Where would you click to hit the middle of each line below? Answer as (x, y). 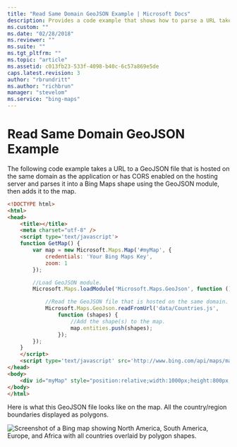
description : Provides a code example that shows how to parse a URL (112, 20)
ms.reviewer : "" (31, 40)
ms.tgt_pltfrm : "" (34, 54)
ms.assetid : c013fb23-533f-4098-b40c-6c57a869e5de (83, 66)
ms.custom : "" (28, 27)
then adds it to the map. (42, 191)
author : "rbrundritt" (39, 79)
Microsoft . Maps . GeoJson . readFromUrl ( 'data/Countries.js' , (132, 309)
